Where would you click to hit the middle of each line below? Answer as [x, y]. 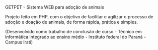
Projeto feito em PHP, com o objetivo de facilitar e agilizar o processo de [79, 17]
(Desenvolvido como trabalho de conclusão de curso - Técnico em [74, 31]
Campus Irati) [19, 42]
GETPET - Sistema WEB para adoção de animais [55, 7]
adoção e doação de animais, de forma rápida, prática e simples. [72, 22]
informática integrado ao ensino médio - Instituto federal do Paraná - [76, 37]
